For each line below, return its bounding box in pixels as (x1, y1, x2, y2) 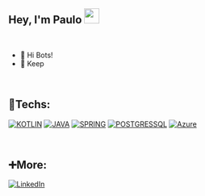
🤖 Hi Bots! (19, 50, 54, 60)
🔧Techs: (8, 98, 51, 111)
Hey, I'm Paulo (8, 13, 82, 27)
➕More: (8, 158, 47, 172)
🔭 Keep (19, 58, 44, 69)
